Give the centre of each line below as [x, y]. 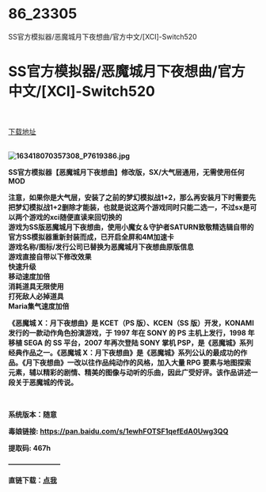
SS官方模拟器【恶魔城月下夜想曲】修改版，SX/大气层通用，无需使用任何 [127, 172]
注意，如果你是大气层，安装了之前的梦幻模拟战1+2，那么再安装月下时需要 [129, 197]
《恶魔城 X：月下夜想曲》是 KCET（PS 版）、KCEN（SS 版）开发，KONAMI [131, 323]
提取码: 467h [30, 448]
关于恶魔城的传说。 [46, 382]
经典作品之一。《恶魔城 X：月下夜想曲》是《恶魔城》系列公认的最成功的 [124, 352]
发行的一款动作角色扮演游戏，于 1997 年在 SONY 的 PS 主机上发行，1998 [127, 332]
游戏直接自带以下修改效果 [50, 256]
